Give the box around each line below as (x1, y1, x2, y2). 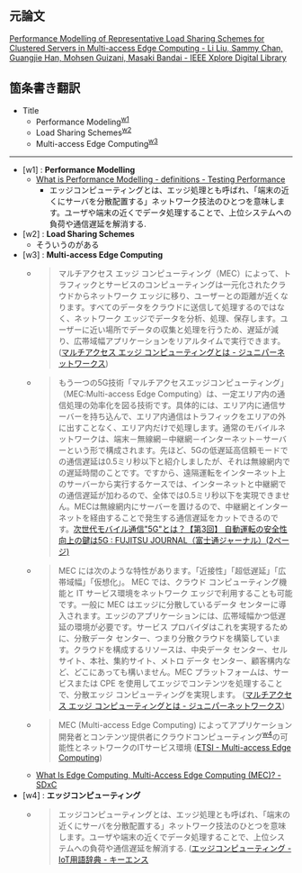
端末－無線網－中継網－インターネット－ (113, 433, 263, 444)
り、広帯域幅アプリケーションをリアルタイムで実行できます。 (58, 335, 286, 346)
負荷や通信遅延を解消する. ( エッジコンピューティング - (89, 843, 292, 854)
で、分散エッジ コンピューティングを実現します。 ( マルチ (58, 688, 270, 700)
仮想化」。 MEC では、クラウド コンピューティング (93, 576, 280, 587)
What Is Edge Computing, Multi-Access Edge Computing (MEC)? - (35, 769, 281, 781)
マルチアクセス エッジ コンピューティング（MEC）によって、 (58, 268, 284, 278)
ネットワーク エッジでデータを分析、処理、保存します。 (74, 313, 280, 323)
